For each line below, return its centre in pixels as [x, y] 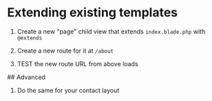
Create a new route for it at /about [65, 50]
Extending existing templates [93, 13]
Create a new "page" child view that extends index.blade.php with [111, 31]
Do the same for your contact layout [68, 90]
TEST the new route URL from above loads [78, 63]
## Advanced [26, 77]
